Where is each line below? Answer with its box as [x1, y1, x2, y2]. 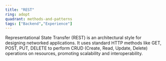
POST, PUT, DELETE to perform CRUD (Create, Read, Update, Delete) [5, 45, 148, 51]
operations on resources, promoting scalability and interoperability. [5, 51, 143, 57]
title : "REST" [5, 7, 35, 12]
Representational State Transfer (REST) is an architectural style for [5, 35, 142, 41]
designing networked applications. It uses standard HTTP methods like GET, [5, 40, 162, 46]
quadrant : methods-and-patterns [5, 16, 72, 21]
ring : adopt [5, 12, 30, 17]
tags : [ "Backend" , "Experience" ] [5, 21, 72, 26]
